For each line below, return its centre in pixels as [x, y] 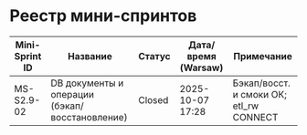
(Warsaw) [201, 67]
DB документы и [87, 83]
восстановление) [89, 117]
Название [90, 56]
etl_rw [246, 106]
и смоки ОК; [260, 94]
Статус [154, 56]
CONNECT [255, 117]
